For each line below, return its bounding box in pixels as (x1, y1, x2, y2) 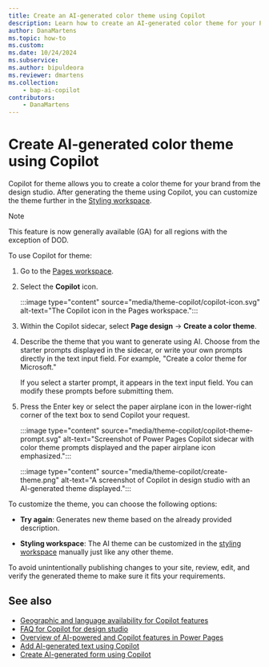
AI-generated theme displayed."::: (19, 484, 132, 493)
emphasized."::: (19, 451, 72, 461)
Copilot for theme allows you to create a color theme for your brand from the (8, 179, 261, 189)
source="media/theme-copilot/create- (101, 467, 228, 477)
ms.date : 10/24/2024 (8, 49, 78, 57)
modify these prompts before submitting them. (19, 386, 175, 396)
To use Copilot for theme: (8, 251, 92, 261)
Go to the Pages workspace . (19, 266, 114, 276)
